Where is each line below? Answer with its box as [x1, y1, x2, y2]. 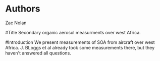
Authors [5, 3, 40, 15]
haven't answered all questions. [5, 50, 72, 56]
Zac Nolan [5, 20, 27, 26]
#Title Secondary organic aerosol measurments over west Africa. [5, 29, 141, 35]
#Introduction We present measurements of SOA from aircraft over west [5, 39, 155, 45]
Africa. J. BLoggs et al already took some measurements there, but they [5, 44, 155, 50]
